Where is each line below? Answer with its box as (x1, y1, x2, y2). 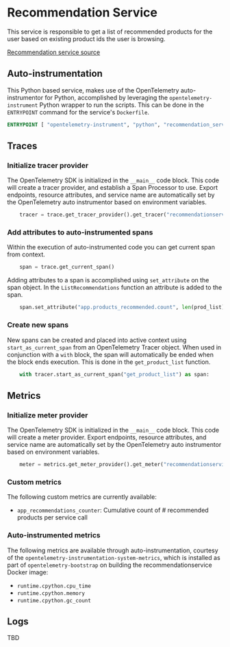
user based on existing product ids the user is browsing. (7, 34, 166, 42)
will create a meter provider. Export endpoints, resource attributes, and (7, 433, 207, 441)
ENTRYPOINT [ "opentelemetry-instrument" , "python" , (7, 121, 161, 128)
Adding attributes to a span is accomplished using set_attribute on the (7, 276, 209, 284)
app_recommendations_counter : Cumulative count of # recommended (16, 506, 209, 515)
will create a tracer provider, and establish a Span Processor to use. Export (7, 184, 218, 192)
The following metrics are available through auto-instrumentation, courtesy (7, 546, 219, 554)
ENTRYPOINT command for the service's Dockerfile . (7, 108, 149, 116)
